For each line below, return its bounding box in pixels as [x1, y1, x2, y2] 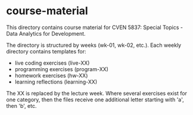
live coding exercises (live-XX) [14, 59, 90, 66]
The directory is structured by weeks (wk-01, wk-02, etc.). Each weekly [6, 41, 182, 49]
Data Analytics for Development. [6, 30, 86, 37]
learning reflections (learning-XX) [14, 78, 98, 85]
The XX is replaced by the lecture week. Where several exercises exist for [6, 90, 188, 97]
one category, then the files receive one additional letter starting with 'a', [6, 96, 185, 103]
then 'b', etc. [6, 102, 37, 109]
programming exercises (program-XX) [14, 65, 109, 72]
